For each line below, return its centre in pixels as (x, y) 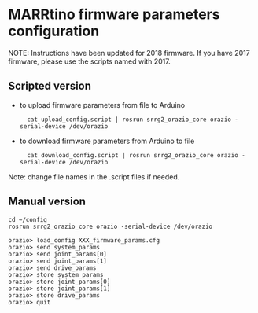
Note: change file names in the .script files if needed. (94, 177)
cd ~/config (28, 219)
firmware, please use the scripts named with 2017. (89, 61)
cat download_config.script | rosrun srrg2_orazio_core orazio (133, 155)
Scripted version (50, 86)
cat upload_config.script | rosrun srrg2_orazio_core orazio (129, 120)
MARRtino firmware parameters (114, 15)
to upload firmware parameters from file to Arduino (102, 105)
